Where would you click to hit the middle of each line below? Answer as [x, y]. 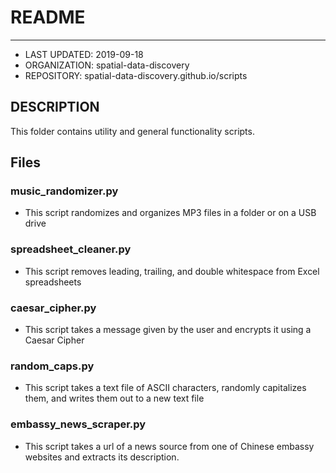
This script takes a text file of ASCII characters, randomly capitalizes [165, 388]
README [48, 17]
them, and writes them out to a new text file [114, 398]
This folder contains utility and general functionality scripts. [132, 131]
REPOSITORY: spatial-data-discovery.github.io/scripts [136, 75]
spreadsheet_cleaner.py [71, 249]
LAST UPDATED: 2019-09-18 [84, 54]
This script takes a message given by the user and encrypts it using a [168, 330]
